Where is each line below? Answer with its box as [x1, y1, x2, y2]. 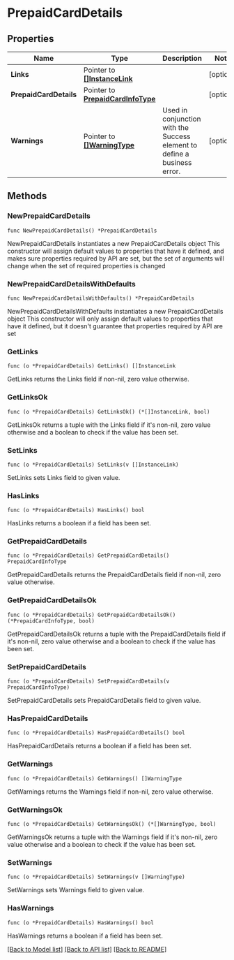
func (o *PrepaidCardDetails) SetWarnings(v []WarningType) [7, 873, 186, 881]
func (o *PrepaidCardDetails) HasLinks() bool [7, 507, 145, 514]
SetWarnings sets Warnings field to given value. [7, 886, 145, 894]
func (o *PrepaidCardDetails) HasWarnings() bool [7, 919, 155, 926]
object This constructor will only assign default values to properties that [7, 314, 214, 323]
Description [162, 54, 202, 63]
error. [162, 166, 181, 176]
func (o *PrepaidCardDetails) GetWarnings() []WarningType [7, 775, 182, 782]
